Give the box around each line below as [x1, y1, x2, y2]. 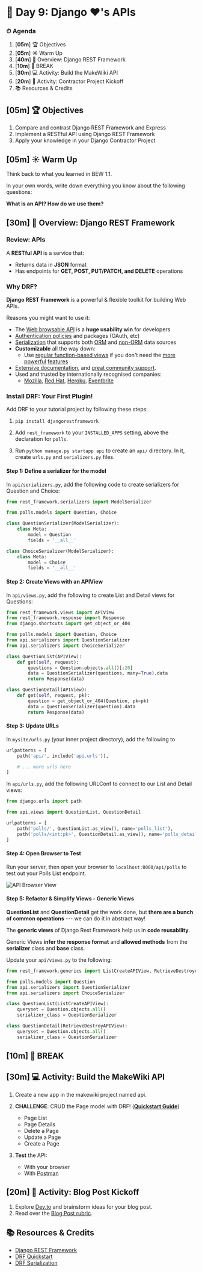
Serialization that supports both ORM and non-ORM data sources [14, 338, 177, 346]
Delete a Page [23, 1127, 59, 1134]
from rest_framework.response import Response [6, 615, 125, 621]
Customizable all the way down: [14, 345, 96, 352]
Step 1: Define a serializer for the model [6, 467, 106, 475]
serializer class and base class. [6, 944, 85, 952]
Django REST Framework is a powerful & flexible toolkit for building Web [6, 296, 186, 304]
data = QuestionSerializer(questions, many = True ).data [28, 670, 168, 676]
